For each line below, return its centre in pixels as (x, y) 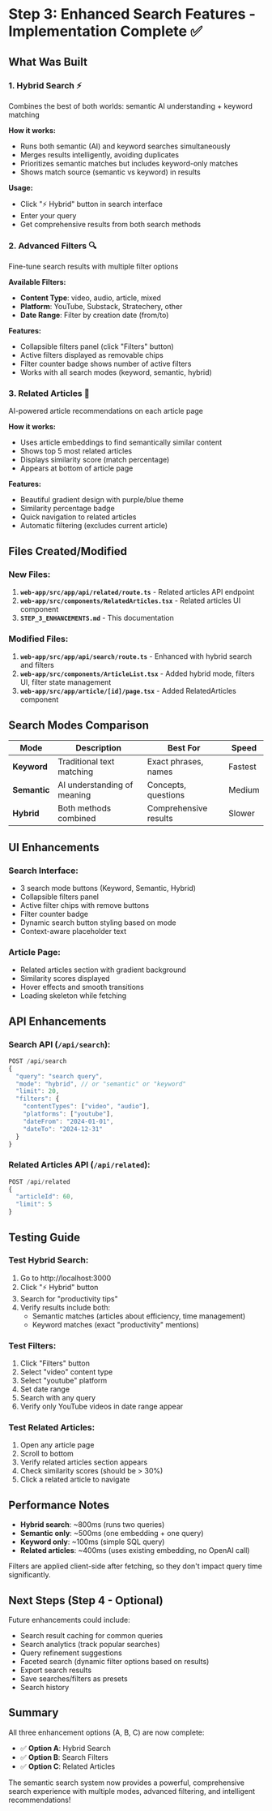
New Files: (30, 574)
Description (99, 748)
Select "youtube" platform (64, 1381)
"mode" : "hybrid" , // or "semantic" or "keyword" (101, 1084)
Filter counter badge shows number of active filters (106, 364)
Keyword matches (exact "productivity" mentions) (116, 1324)
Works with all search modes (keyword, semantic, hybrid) (116, 372)
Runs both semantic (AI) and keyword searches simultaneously (125, 146)
